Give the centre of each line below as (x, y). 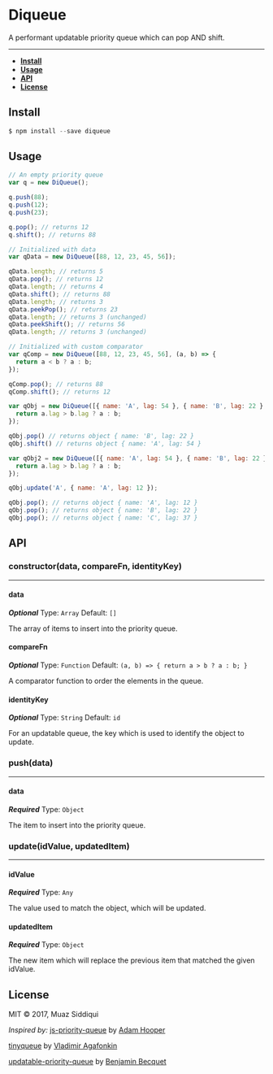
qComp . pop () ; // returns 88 (56, 384)
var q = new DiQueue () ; (49, 183)
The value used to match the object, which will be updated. (107, 908)
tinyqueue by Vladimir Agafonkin (63, 1046)
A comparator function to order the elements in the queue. (106, 681)
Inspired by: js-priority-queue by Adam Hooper (87, 1030)
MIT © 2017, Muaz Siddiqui (54, 1015)
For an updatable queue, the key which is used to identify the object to (127, 733)
